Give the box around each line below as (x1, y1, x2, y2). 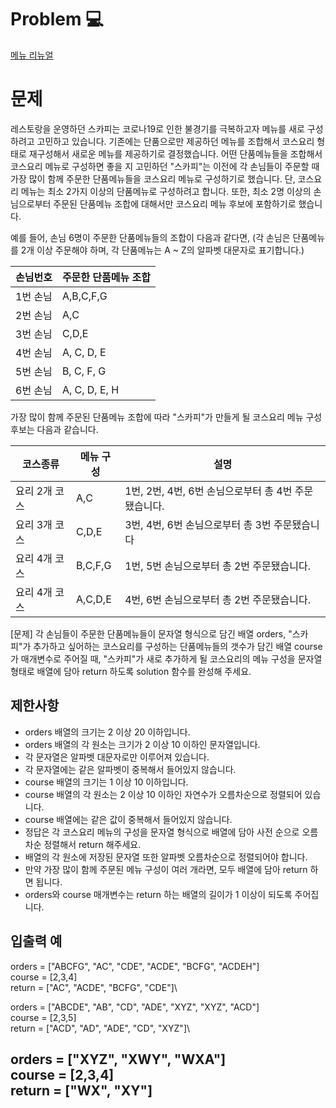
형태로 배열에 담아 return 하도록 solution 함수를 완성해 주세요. (10, 665, 252, 677)
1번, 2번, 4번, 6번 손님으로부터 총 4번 (124, 484, 293, 498)
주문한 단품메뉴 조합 (61, 270, 151, 284)
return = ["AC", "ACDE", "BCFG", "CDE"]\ (10, 981, 178, 993)
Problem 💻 (10, 8, 104, 31)
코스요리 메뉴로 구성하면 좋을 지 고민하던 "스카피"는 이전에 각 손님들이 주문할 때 (10, 160, 320, 172)
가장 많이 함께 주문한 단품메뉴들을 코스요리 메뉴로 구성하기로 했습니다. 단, (10, 172, 296, 185)
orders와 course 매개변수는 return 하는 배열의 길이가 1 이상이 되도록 (24, 888, 293, 900)
